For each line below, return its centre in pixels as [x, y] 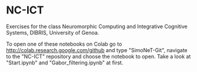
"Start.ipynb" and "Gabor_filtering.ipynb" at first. [65, 63]
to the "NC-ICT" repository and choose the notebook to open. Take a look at [98, 56]
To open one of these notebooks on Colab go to [64, 44]
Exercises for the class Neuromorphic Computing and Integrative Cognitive [97, 26]
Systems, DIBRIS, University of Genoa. [53, 32]
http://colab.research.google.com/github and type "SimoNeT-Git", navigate [97, 50]
